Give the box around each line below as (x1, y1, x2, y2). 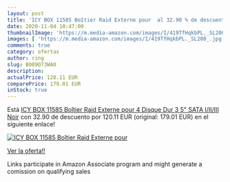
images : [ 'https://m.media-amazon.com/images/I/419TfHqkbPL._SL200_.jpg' (7, 36, 225, 43)
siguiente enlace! (7, 120, 55, 128)
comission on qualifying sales (7, 168, 91, 176)
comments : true (7, 42, 51, 49)
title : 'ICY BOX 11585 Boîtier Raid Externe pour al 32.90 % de (7, 16, 197, 23)
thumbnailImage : (7, 29, 53, 36)
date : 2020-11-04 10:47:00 (7, 23, 84, 30)
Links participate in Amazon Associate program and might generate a (7, 160, 203, 168)
